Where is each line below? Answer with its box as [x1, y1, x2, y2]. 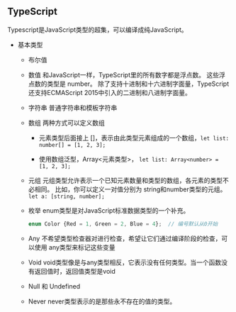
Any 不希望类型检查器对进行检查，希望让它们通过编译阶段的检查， [28, 234, 222, 243]
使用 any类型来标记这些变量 [34, 243, 116, 251]
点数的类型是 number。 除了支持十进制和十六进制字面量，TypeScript [28, 79, 229, 88]
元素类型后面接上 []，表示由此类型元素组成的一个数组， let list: [38, 133, 229, 142]
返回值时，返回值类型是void [34, 267, 116, 275]
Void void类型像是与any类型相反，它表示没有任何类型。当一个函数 [28, 258, 222, 267]
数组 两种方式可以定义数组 [28, 118, 105, 127]
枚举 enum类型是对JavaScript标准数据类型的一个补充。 [28, 206, 190, 215]
